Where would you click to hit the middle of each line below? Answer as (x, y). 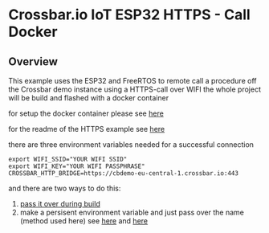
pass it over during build (60, 204)
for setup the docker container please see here (86, 113)
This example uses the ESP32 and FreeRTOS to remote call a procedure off (132, 81)
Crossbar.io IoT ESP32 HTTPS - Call (129, 15)
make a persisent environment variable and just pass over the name (132, 212)
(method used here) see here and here (84, 221)
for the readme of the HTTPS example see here (87, 129)
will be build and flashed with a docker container (89, 98)
